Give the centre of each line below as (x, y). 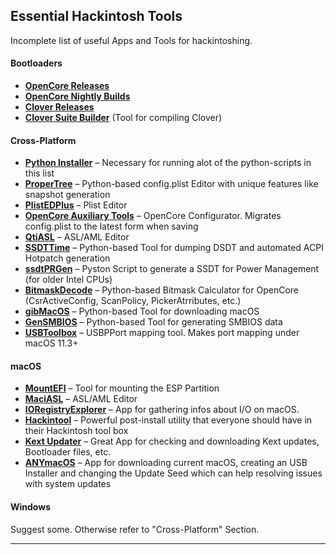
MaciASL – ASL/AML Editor (81, 399)
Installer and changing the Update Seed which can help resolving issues (173, 473)
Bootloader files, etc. (68, 452)
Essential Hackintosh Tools (96, 16)
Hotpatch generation (67, 258)
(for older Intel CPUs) (68, 280)
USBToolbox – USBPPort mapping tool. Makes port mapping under (162, 333)
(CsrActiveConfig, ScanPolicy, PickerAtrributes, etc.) (133, 301)
